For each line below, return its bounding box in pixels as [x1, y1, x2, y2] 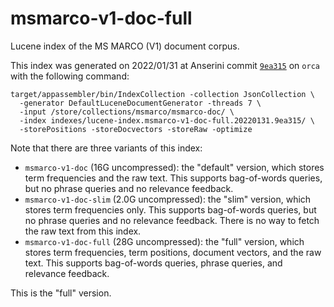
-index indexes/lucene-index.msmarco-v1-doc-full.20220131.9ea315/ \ [19, 115, 315, 126]
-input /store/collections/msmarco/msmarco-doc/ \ [19, 107, 235, 117]
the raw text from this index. [24, 225, 142, 237]
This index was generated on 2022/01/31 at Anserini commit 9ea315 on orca [10, 59, 320, 71]
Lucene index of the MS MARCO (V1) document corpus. [10, 40, 240, 52]
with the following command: [10, 70, 130, 82]
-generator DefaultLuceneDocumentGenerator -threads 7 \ [19, 98, 262, 108]
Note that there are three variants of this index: [10, 142, 203, 154]
